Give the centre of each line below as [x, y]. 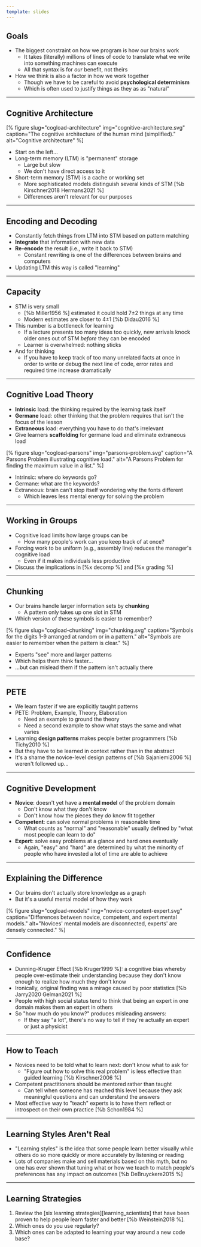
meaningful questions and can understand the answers [92, 1097]
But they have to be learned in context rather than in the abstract [95, 751]
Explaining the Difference [54, 878]
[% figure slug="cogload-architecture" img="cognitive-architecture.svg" [96, 128]
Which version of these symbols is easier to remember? [83, 619]
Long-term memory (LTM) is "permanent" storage [76, 158]
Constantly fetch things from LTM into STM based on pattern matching [102, 236]
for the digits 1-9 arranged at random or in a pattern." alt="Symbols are [94, 637]
